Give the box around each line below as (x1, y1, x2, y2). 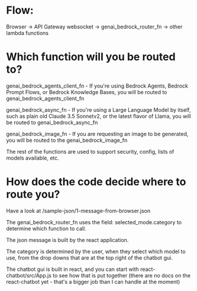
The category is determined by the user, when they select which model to (6, 248, 186, 255)
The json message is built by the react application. (6, 236, 129, 243)
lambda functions (6, 29, 49, 36)
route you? (6, 187, 60, 201)
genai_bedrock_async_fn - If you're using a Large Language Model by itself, (6, 106, 191, 113)
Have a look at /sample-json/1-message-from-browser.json (6, 207, 151, 214)
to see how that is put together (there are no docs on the (52, 271, 191, 279)
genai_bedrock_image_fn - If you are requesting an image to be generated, (6, 130, 189, 137)
